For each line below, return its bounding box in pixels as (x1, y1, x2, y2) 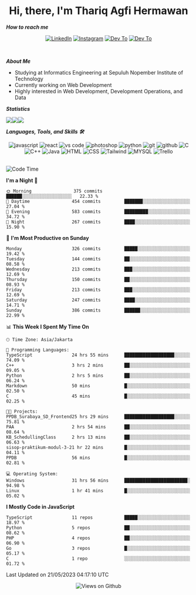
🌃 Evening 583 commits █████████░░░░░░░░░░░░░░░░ (6, 208, 191, 215)
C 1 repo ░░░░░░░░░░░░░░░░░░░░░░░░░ (6, 556, 191, 562)
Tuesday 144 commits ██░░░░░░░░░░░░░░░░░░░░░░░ (6, 256, 191, 262)
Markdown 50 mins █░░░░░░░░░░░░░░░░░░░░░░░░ (6, 383, 191, 388)
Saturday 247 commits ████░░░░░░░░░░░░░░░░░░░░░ (6, 297, 191, 303)
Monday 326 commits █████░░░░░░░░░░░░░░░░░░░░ (6, 245, 191, 252)
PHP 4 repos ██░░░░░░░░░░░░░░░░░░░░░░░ (6, 535, 191, 541)
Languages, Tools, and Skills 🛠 (6, 128, 85, 135)
